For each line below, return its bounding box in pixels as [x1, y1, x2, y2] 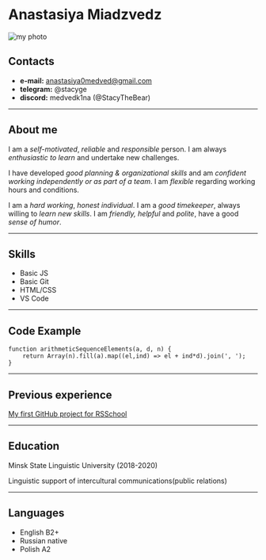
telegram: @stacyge [19, 84, 87, 94]
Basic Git [19, 277, 49, 286]
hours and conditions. [8, 185, 79, 194]
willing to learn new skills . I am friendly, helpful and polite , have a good [8, 209, 239, 218]
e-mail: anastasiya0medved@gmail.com [19, 75, 153, 85]
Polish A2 [19, 544, 51, 554]
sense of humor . [8, 217, 62, 227]
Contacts [8, 55, 55, 68]
